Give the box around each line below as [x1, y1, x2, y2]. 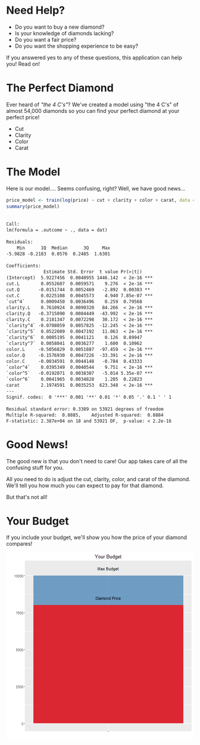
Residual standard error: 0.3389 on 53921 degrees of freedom [6, 406, 164, 412]
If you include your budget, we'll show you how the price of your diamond [6, 534, 187, 541]
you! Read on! [6, 60, 40, 67]
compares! [6, 540, 33, 547]
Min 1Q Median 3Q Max [17, 245, 111, 251]
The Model [6, 165, 61, 179]
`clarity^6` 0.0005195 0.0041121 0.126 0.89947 [6, 334, 143, 340]
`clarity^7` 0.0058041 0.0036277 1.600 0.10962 [6, 340, 143, 346]
